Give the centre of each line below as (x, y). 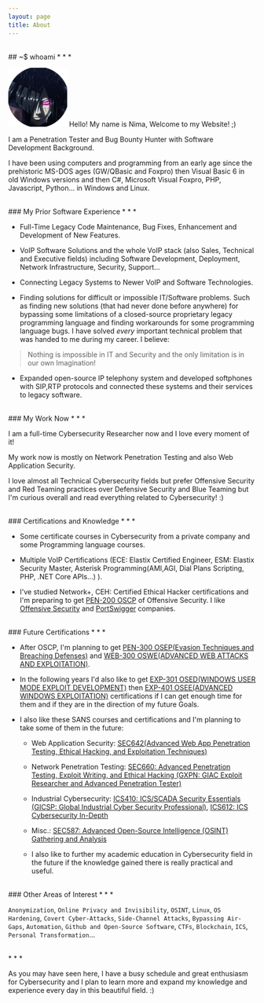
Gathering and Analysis (69, 839)
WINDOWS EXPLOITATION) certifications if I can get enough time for (131, 696)
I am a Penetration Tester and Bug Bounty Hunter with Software (111, 139)
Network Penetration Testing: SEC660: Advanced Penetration (131, 766)
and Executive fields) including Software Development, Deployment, (130, 259)
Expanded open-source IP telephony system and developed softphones (136, 378)
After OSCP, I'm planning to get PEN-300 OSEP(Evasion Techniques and (137, 647)
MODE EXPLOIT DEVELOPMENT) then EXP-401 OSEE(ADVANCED (126, 687)
